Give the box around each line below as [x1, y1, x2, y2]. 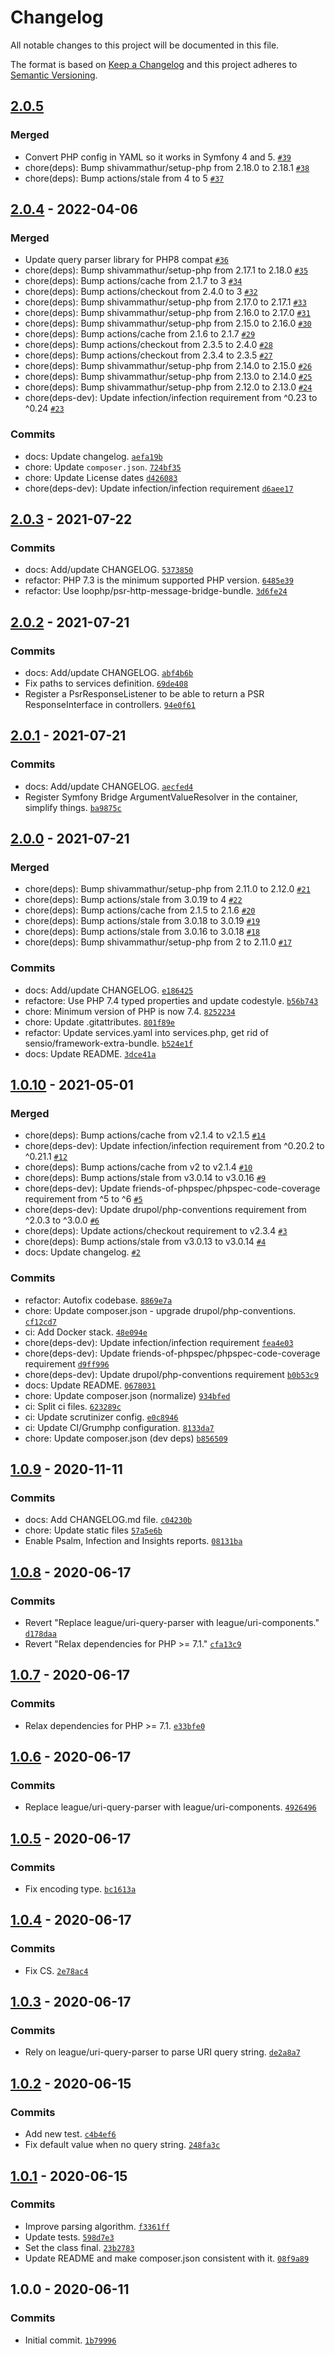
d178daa [24, 1629, 57, 1640]
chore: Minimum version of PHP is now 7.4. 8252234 [24, 1005, 236, 1017]
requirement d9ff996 [24, 1357, 110, 1370]
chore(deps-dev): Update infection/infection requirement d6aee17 [24, 482, 294, 494]
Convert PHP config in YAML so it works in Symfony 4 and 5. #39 [24, 151, 292, 163]
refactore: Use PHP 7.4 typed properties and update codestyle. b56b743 [24, 994, 319, 1006]
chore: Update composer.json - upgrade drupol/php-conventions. [24, 1304, 297, 1316]
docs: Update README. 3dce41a [24, 1047, 157, 1060]
